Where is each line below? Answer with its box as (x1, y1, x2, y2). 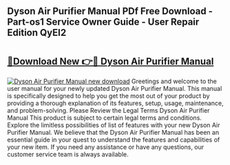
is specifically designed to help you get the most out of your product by (7, 92, 210, 100)
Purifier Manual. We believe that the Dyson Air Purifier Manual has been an (7, 129, 219, 136)
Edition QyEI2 (7, 27, 67, 38)
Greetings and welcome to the (131, 77, 217, 85)
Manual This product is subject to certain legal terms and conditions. (7, 113, 202, 122)
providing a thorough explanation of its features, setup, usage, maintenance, (7, 99, 224, 107)
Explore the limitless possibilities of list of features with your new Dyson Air (7, 121, 220, 129)
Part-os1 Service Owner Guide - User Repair (7, 16, 200, 28)
